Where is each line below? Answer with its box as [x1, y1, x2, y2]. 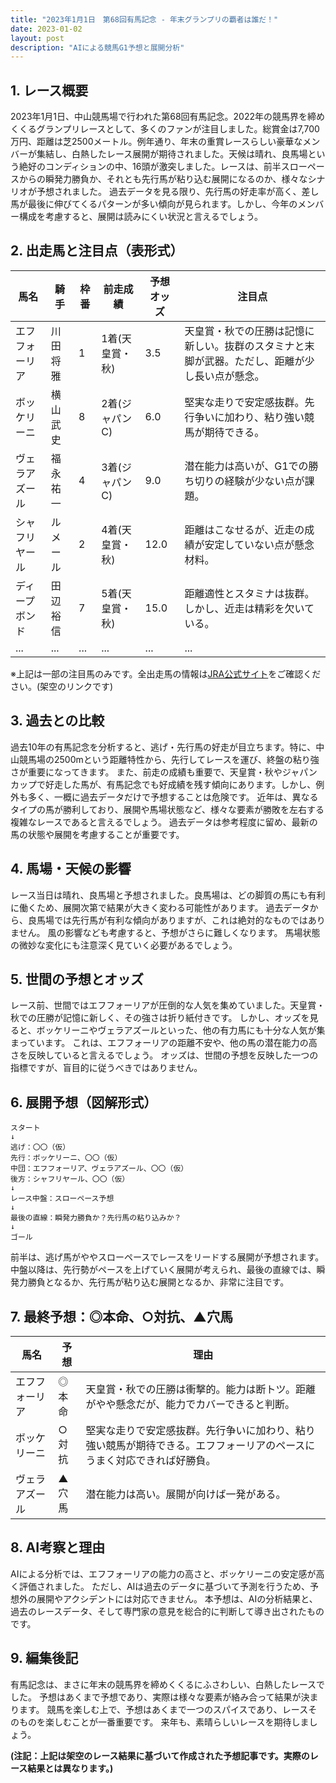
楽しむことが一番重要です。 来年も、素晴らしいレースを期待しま [44, 1716, 310, 1728]
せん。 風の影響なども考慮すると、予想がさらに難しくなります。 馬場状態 [18, 926, 321, 938]
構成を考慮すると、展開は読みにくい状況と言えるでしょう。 [18, 211, 263, 223]
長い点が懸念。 [194, 369, 265, 383]
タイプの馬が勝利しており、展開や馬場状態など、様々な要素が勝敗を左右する [10, 803, 325, 815]
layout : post [10, 33, 65, 43]
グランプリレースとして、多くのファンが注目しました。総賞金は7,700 [36, 123, 320, 135]
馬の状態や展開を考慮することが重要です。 [10, 828, 185, 840]
